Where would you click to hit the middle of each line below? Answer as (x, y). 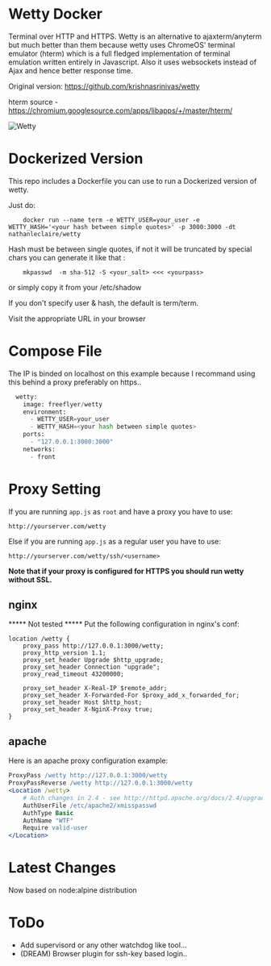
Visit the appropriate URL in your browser (77, 319)
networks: (40, 449)
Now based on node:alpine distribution (73, 890)
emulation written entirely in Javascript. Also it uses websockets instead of (132, 62)
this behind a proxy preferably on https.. (75, 382)
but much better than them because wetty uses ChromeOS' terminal (122, 44)
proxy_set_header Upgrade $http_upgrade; (93, 660)
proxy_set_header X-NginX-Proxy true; (88, 710)
